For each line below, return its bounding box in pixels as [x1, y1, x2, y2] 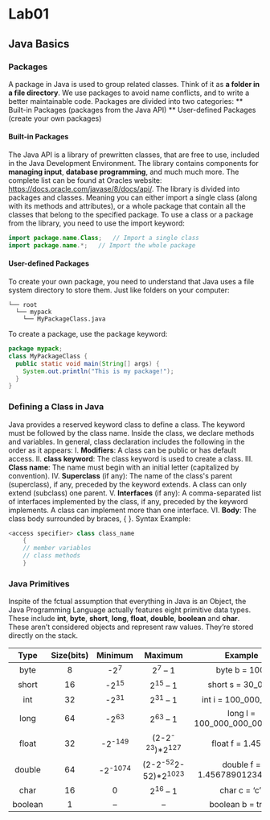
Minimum [96, 650, 134, 661]
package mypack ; [8, 345, 63, 353]
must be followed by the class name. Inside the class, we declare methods [8, 428, 255, 437]
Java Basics [8, 37, 70, 51]
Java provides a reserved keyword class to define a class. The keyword [8, 420, 245, 429]
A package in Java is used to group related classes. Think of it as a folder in [8, 79, 260, 89]
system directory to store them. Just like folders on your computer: [8, 285, 230, 295]
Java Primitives [8, 578, 70, 589]
